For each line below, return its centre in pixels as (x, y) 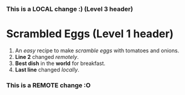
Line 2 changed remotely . (47, 57)
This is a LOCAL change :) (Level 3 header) (70, 9)
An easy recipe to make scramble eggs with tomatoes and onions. (97, 51)
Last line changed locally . (47, 69)
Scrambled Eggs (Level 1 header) (90, 34)
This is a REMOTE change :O (49, 85)
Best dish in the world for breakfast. (60, 63)
